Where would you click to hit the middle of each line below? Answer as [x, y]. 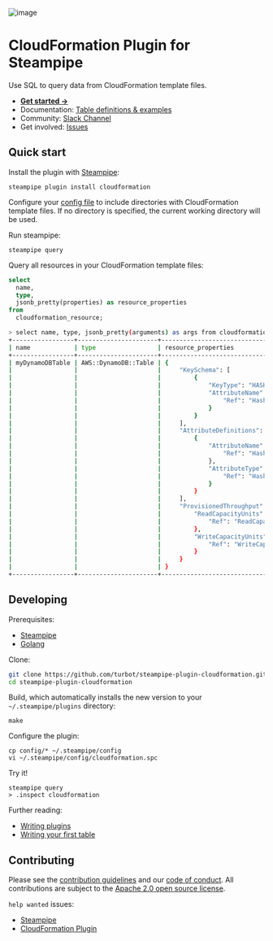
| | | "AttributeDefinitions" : [136, 431]
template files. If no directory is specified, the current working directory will [134, 211]
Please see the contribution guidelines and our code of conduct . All [121, 880]
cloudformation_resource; [60, 318]
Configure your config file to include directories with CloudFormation [123, 202]
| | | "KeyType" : [127, 386]
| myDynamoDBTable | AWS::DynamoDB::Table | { [89, 363]
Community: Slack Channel [65, 118]
